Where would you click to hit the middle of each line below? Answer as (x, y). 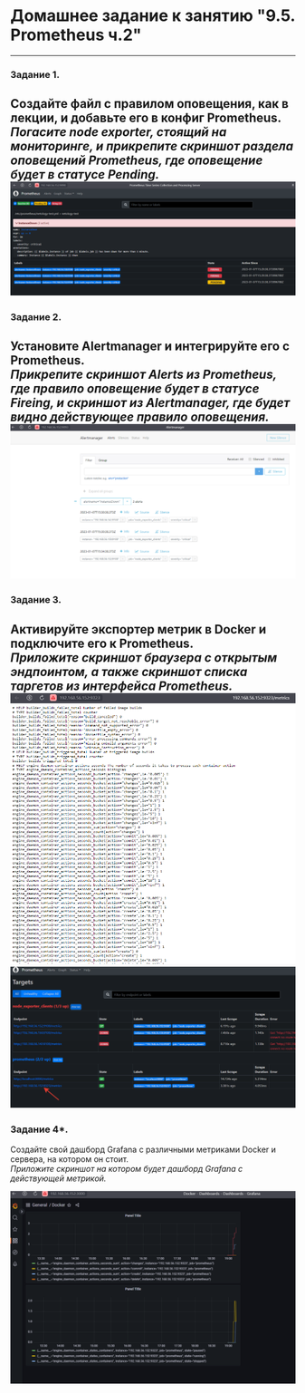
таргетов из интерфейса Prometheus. (122, 686)
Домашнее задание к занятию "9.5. (153, 16)
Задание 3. (36, 600)
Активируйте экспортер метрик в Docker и (138, 629)
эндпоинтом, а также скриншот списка (129, 672)
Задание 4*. (39, 1129)
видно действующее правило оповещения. (140, 417)
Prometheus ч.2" (76, 35)
